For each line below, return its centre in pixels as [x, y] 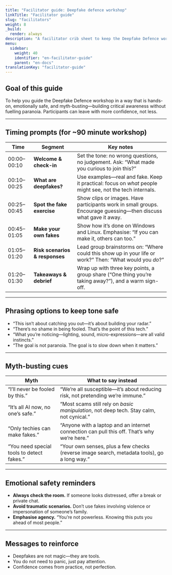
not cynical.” [75, 417]
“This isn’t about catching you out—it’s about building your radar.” [82, 323]
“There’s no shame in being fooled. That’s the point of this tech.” [80, 329]
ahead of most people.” [37, 523]
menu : [11, 44]
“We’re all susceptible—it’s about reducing [111, 389]
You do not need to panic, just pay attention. [59, 561]
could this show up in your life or [116, 253]
